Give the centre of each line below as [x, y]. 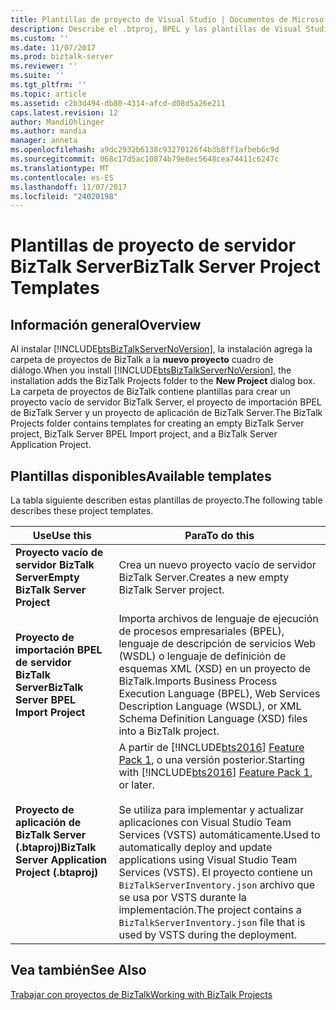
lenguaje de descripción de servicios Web [217, 644]
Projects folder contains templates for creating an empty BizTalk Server [157, 423]
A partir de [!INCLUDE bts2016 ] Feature [211, 748]
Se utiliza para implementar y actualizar [211, 810]
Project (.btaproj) [57, 873]
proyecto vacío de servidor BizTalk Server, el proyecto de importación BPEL [166, 402]
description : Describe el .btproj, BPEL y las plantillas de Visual [156, 29]
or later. [136, 785]
